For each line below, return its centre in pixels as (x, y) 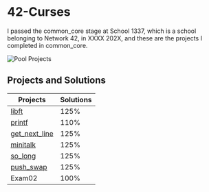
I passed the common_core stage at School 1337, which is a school (102, 31)
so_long (23, 156)
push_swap (29, 167)
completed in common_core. (47, 45)
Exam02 (24, 178)
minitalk (23, 145)
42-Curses (39, 12)
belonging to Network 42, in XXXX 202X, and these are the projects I (105, 38)
